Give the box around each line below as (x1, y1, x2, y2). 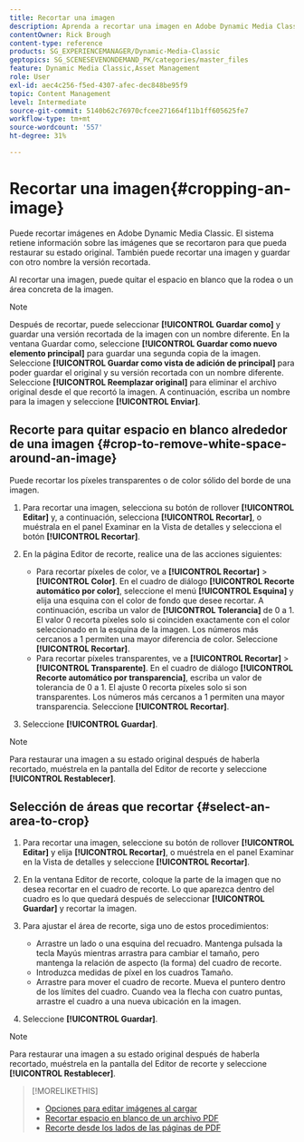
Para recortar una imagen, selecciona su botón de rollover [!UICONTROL (22, 502, 295, 512)
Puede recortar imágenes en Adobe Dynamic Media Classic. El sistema (9, 228, 274, 239)
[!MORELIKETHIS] (31, 1086, 99, 1097)
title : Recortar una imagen (9, 13, 116, 23)
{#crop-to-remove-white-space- (96, 436, 288, 452)
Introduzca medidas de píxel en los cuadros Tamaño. (35, 967, 233, 978)
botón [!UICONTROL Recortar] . (22, 531, 140, 542)
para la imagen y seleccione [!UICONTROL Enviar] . (9, 395, 201, 406)
